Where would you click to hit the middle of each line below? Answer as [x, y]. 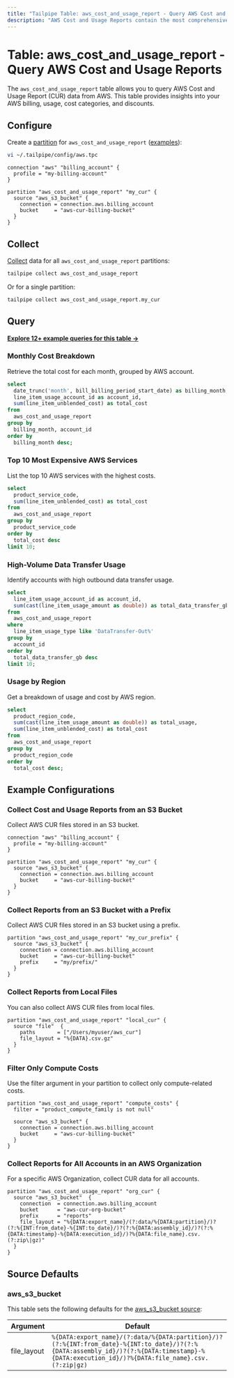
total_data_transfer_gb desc [56, 657]
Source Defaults [43, 1274]
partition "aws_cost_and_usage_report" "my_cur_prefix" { [93, 938]
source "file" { [39, 1026]
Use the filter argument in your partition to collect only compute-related [110, 1083]
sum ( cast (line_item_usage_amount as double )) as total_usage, [106, 722]
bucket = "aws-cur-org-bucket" [73, 1210]
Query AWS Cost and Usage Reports [115, 69]
